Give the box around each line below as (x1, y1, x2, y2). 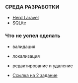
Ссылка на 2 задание (12, 72, 58, 78)
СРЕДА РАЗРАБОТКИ (5, 3, 60, 10)
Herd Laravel (12, 15, 39, 21)
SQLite (12, 20, 26, 26)
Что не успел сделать (5, 32, 61, 39)
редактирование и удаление (12, 63, 73, 69)
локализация (12, 53, 40, 59)
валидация (12, 43, 36, 49)
